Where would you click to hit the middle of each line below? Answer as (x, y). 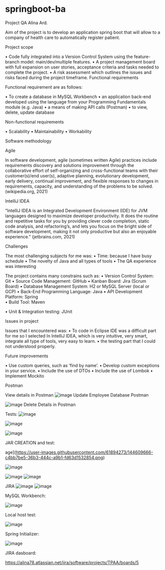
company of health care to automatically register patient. (63, 37)
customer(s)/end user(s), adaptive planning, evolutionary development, (77, 175)
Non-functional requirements (34, 122)
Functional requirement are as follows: (44, 87)
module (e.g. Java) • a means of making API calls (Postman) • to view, (76, 107)
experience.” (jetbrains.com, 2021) (40, 236)
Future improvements (27, 356)
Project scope (19, 47)
